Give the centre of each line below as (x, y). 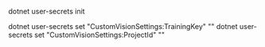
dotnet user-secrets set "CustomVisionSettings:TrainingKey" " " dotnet (123, 26)
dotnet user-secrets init (47, 11)
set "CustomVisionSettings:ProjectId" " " (100, 35)
